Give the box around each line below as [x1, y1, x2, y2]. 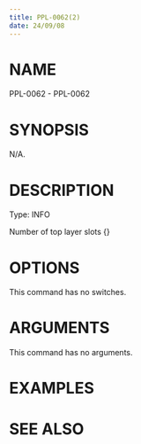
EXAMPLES [9, 378, 94, 399]
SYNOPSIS [9, 120, 90, 140]
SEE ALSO [9, 418, 85, 439]
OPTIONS [9, 258, 80, 277]
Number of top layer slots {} [9, 227, 110, 238]
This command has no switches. [9, 287, 127, 298]
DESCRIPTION [9, 180, 115, 200]
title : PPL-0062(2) [9, 12, 81, 22]
